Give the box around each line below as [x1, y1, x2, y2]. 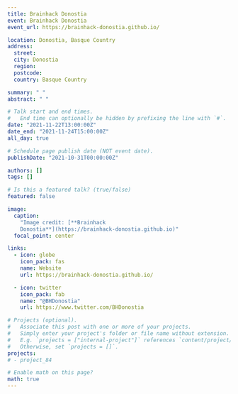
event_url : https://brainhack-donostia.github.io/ [7, 23, 160, 31]
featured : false [7, 193, 55, 200]
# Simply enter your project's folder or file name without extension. [7, 330, 230, 337]
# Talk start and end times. [7, 108, 93, 116]
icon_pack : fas [20, 258, 65, 266]
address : [7, 43, 33, 50]
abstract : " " [7, 95, 50, 103]
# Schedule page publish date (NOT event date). [7, 147, 154, 155]
